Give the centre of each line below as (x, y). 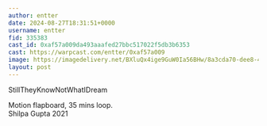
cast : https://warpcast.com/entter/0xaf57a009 (87, 52)
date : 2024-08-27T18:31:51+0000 (62, 23)
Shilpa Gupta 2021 (38, 113)
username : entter (37, 30)
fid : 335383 (28, 38)
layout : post (30, 67)
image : (19, 60)
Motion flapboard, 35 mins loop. (61, 105)
